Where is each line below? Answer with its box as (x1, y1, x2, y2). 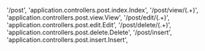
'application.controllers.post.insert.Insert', (6, 36, 128, 44)
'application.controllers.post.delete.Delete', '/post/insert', (6, 28, 172, 36)
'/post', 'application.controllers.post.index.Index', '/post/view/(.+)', (6, 6, 199, 14)
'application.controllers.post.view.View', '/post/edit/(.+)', (6, 13, 170, 22)
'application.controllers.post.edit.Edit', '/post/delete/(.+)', (6, 21, 172, 29)
